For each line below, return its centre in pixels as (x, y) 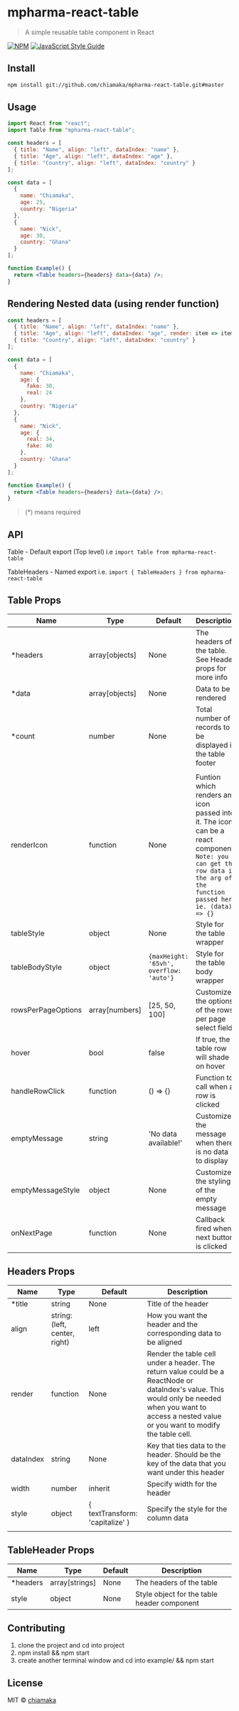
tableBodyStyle (37, 967)
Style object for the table (176, 1594)
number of (213, 718)
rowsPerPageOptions (47, 1010)
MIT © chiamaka (32, 1700)
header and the (172, 1324)
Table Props (34, 600)
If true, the (213, 1039)
